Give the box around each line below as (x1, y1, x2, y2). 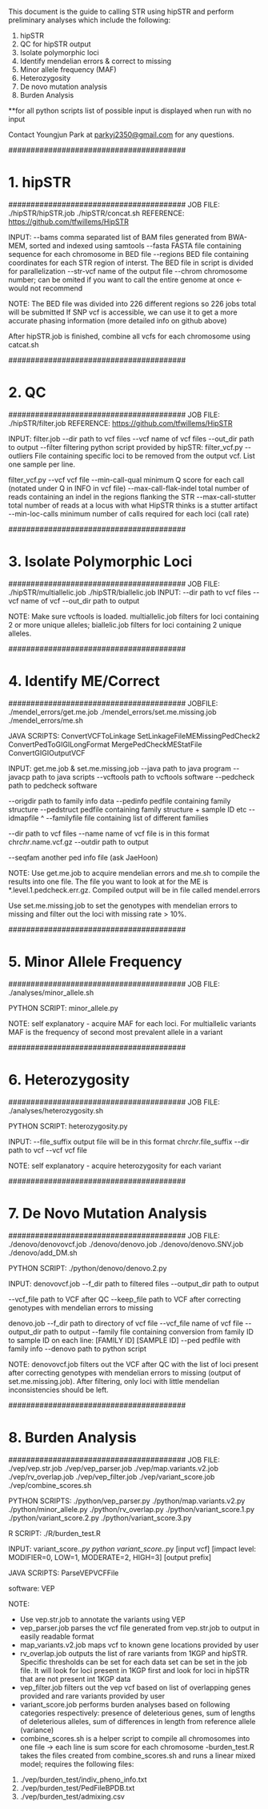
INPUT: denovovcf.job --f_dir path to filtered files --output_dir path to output (8, 1278, 259, 1288)
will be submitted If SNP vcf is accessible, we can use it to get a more (8, 307, 238, 317)
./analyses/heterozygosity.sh (8, 1105, 104, 1115)
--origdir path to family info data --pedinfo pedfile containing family (8, 796, 231, 805)
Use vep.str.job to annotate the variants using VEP (19, 1614, 186, 1624)
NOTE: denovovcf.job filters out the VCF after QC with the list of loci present (8, 1359, 258, 1369)
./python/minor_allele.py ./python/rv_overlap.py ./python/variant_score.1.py (8, 1504, 254, 1514)
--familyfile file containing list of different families (46, 812, 209, 823)
